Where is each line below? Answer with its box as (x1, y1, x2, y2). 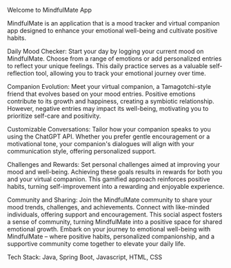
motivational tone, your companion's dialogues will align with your (7, 140, 195, 147)
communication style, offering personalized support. (7, 147, 157, 155)
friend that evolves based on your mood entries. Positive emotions (7, 90, 196, 98)
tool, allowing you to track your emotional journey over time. (35, 69, 206, 77)
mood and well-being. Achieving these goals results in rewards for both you (7, 168, 223, 176)
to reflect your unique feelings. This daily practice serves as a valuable (7, 62, 208, 70)
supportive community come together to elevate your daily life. (7, 240, 186, 247)
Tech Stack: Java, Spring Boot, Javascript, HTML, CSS (7, 253, 163, 261)
